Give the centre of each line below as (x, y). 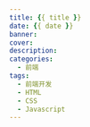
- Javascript (41, 109)
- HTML (29, 92)
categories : (31, 59)
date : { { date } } (41, 26)
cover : (21, 42)
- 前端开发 (35, 84)
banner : (24, 34)
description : (33, 51)
